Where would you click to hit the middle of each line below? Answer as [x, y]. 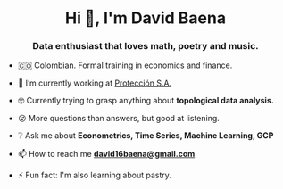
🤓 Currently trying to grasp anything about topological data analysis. [146, 101]
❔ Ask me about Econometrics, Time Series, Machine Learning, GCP [146, 136]
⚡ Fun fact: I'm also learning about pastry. [95, 175]
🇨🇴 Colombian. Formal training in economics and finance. [125, 65]
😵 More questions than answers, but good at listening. [119, 119]
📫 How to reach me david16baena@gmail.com [106, 154]
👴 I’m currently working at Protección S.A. [95, 83]
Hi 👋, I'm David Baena [146, 18]
